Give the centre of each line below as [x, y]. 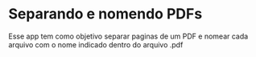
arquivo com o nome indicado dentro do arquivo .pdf [96, 44]
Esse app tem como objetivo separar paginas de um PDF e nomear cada [128, 36]
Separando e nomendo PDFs [105, 14]
